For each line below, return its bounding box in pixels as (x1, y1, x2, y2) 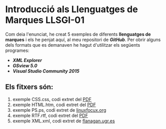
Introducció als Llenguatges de (5, 4, 138, 15)
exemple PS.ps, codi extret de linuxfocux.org (12, 107, 106, 113)
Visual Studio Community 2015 (12, 68, 80, 74)
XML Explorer (12, 57, 42, 63)
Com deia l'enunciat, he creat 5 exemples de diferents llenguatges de (5, 31, 151, 37)
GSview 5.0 (12, 62, 38, 69)
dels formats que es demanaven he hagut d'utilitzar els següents (5, 42, 140, 48)
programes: (5, 47, 29, 53)
